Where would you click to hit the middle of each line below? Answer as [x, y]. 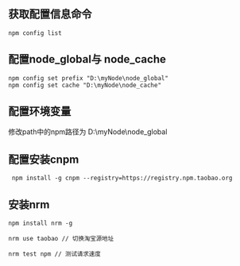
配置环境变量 [40, 112]
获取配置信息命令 [50, 14]
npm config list [35, 33]
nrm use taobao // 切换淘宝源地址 [61, 239]
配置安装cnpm [44, 159]
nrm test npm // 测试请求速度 [54, 254]
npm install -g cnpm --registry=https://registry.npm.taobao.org [122, 178]
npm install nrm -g [41, 224]
